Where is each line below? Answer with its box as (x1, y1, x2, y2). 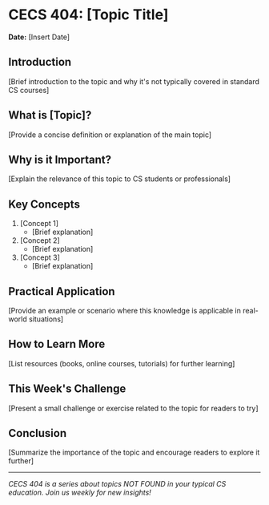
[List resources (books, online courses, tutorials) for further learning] (8, 358, 235, 368)
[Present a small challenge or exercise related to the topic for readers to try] (8, 403, 259, 413)
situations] (28, 314, 64, 324)
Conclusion (8, 426, 67, 440)
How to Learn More (8, 337, 106, 351)
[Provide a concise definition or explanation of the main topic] (8, 130, 212, 139)
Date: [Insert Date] (8, 32, 70, 42)
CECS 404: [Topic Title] (8, 6, 169, 24)
